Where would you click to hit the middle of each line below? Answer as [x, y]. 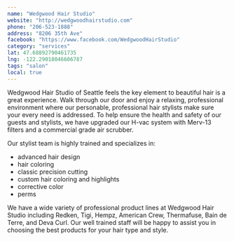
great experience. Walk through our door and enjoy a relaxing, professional [116, 99]
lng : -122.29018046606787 [45, 60]
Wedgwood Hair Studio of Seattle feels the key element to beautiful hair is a [116, 92]
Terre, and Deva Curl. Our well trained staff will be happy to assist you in [111, 222]
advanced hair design [49, 157]
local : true [25, 72]
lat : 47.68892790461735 [42, 53]
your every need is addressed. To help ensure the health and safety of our [115, 115]
